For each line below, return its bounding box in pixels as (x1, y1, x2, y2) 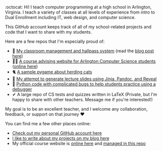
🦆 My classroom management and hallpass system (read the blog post (12, 48, 154, 54)
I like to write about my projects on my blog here (12, 135, 110, 141)
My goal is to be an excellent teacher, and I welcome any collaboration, (5, 106, 148, 112)
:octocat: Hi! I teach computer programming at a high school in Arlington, (5, 4, 152, 10)
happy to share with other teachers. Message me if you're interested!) (12, 97, 153, 102)
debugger (12, 86, 32, 92)
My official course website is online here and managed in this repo (12, 141, 146, 146)
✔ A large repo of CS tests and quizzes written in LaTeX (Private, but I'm (12, 92, 158, 97)
